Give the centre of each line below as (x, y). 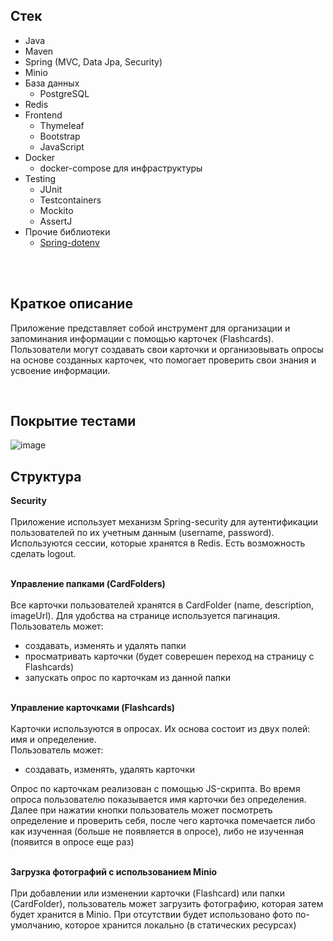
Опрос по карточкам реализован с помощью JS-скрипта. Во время (155, 789)
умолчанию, (36, 925)
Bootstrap (60, 136)
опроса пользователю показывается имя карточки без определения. (158, 800)
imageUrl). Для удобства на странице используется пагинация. (145, 616)
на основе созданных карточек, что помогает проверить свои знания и (163, 360)
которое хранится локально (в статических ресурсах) (180, 925)
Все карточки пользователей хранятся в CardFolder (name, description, (162, 605)
